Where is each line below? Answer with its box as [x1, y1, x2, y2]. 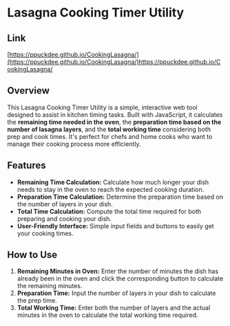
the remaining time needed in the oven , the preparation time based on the [7, 118, 222, 126]
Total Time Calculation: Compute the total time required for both [17, 207, 202, 215]
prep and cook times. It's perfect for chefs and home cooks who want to [7, 132, 213, 140]
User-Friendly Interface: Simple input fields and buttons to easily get [17, 221, 215, 230]
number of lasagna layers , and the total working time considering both [7, 125, 211, 133]
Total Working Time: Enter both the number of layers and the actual [17, 304, 211, 312]
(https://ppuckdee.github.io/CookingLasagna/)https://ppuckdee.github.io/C [7, 58, 221, 66]
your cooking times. [17, 229, 74, 237]
